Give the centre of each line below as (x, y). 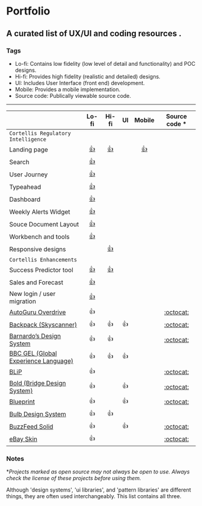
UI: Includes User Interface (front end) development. (80, 83)
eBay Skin (23, 439)
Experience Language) (41, 360)
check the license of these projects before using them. (74, 478)
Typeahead (25, 187)
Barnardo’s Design (35, 336)
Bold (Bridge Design (38, 383)
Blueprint (22, 402)
